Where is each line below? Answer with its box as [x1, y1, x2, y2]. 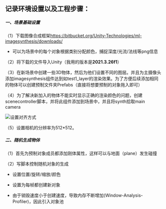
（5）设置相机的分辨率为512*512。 [5, 125, 77, 131]
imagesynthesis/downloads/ [5, 39, 63, 44]
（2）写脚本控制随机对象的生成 [5, 161, 69, 167]
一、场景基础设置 [5, 19, 40, 25]
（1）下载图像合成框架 [5, 33, 51, 39]
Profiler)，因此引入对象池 [12, 199, 64, 205]
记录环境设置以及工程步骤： [5, 4, 90, 13]
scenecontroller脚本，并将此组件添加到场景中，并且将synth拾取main [5, 98, 145, 105]
